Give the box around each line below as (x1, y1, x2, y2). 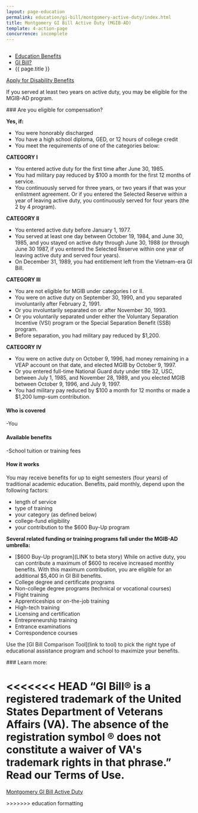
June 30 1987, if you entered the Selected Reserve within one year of (14, 245, 184, 252)
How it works (6, 461, 40, 468)
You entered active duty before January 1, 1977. (14, 226, 131, 233)
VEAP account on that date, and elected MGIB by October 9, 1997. (14, 362, 177, 369)
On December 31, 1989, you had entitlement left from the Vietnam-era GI (14, 258, 193, 266)
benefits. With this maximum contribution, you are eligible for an (14, 565, 172, 573)
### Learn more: (6, 658, 48, 666)
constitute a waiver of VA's (6, 743, 142, 756)
